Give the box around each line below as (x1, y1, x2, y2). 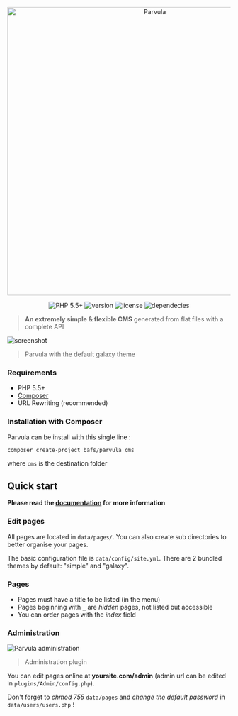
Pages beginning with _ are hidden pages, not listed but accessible (17, 602, 213, 611)
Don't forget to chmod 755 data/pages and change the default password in (7, 693, 225, 702)
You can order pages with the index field (17, 610, 136, 619)
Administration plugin (24, 658, 87, 666)
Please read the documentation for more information (7, 499, 166, 507)
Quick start (7, 480, 58, 492)
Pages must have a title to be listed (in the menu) (17, 595, 161, 603)
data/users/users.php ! (7, 700, 75, 709)
